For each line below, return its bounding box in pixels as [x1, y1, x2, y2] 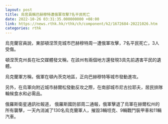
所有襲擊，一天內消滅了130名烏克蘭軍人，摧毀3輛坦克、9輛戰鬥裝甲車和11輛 [5, 108, 161, 114]
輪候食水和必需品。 [5, 91, 45, 97]
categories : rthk [5, 26, 41, 31]
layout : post [5, 7, 32, 12]
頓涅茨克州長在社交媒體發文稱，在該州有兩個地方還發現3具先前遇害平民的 [5, 57, 157, 63]
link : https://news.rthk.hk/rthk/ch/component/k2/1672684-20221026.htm [5, 21, 157, 26]
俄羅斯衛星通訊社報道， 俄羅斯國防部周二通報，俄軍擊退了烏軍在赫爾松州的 [5, 101, 160, 107]
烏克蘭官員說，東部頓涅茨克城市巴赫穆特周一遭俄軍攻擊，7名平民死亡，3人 [5, 40, 159, 46]
